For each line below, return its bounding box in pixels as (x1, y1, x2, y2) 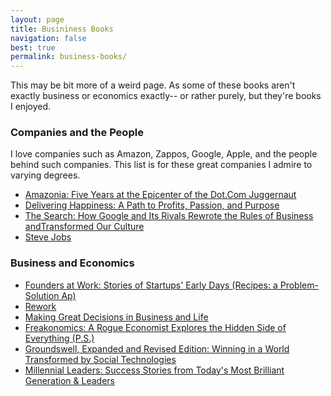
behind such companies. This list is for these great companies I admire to (10, 159, 313, 171)
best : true (10, 42, 56, 53)
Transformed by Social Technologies (24, 353, 177, 365)
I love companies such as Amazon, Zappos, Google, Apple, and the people (10, 148, 318, 160)
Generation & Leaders (24, 374, 115, 386)
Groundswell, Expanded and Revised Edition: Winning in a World (24, 342, 290, 355)
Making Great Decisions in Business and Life (24, 311, 209, 323)
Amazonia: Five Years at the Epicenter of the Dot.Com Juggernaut (24, 189, 297, 201)
